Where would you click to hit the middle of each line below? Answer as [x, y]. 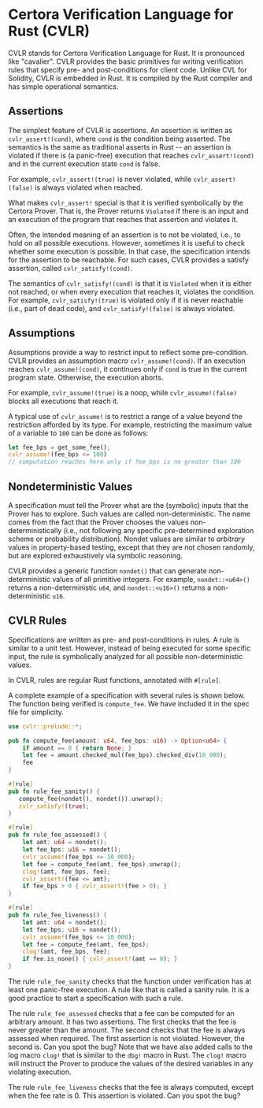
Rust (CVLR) [49, 31]
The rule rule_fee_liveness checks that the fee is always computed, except [131, 1088]
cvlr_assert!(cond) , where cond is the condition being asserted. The [119, 139]
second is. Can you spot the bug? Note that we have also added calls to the [131, 1047]
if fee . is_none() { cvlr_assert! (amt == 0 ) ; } [100, 959]
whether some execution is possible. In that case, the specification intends [129, 251]
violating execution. [40, 1072]
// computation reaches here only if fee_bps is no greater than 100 [125, 462]
